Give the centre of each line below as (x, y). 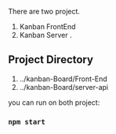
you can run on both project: (54, 102)
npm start (27, 122)
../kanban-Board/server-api (63, 87)
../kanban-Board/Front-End (63, 79)
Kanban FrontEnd (47, 26)
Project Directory (51, 60)
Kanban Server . (45, 35)
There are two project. (44, 11)
